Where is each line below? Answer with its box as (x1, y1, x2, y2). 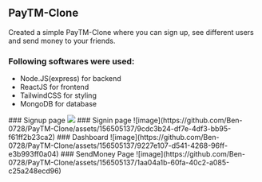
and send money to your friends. (8, 36, 116, 45)
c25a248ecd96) (8, 166, 62, 176)
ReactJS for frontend (19, 83, 89, 92)
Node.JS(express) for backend (19, 74, 121, 83)
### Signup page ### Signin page (8, 115, 132, 126)
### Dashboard (57, 133, 109, 142)
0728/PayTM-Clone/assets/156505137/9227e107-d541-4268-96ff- (8, 141, 228, 150)
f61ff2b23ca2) (8, 133, 56, 142)
